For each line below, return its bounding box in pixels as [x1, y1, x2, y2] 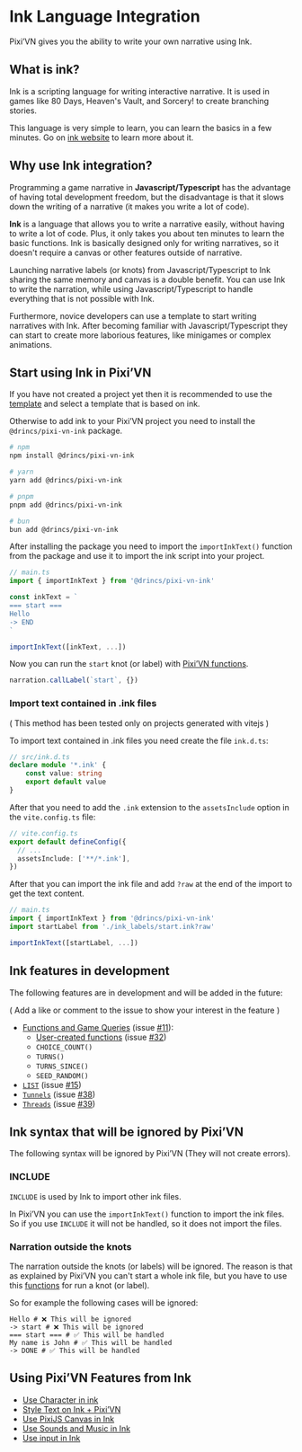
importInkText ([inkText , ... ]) [9, 642, 127, 651]
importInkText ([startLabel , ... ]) [9, 938, 139, 947]
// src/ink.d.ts [9, 752, 70, 761]
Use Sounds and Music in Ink [22, 1422, 131, 1434]
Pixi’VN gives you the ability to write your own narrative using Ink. [9, 36, 253, 47]
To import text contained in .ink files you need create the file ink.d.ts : [9, 735, 269, 746]
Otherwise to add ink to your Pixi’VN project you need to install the [9, 416, 256, 427]
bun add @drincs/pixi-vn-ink [9, 525, 119, 534]
